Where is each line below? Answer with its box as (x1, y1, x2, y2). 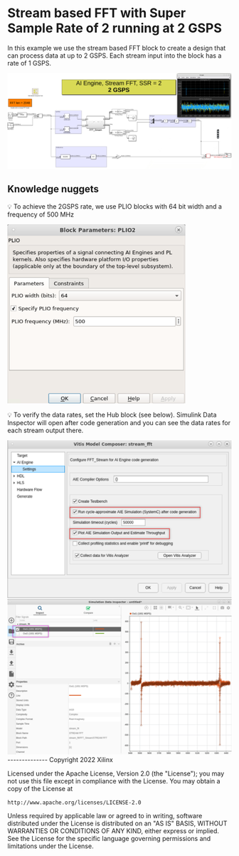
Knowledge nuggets (7, 183, 100, 195)
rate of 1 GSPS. (7, 58, 52, 67)
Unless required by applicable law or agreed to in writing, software (7, 811, 203, 820)
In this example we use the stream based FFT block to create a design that (7, 43, 226, 52)
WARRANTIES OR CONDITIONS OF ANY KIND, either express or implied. (7, 826, 219, 835)
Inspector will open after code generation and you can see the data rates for (7, 418, 231, 427)
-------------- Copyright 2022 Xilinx (7, 755, 114, 763)
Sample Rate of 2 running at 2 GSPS (7, 20, 222, 36)
